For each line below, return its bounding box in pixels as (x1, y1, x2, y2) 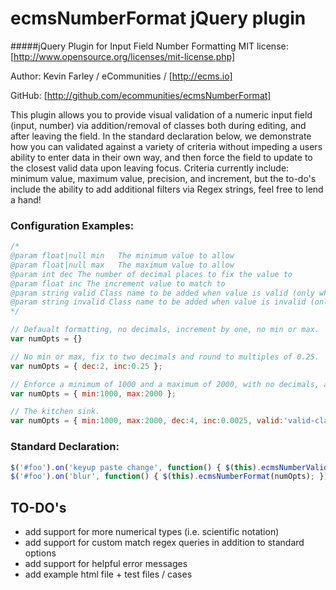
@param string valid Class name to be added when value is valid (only (10, 288, 315, 298)
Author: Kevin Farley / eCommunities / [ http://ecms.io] (10, 70, 233, 82)
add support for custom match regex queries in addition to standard (24, 537, 305, 549)
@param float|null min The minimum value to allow (10, 251, 235, 261)
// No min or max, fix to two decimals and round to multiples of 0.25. (10, 352, 320, 362)
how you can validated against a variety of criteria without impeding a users (10, 140, 323, 152)
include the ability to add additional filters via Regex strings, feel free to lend (10, 183, 324, 195)
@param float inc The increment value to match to (10, 278, 226, 289)
